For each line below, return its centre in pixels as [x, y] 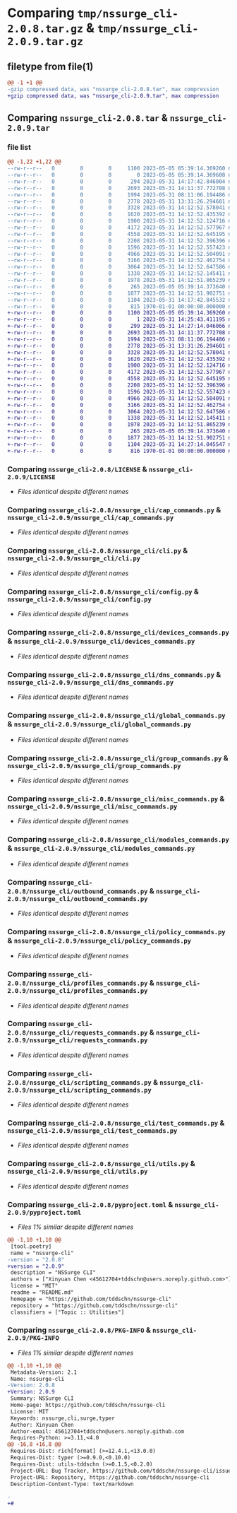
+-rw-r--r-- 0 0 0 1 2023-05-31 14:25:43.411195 [116, 319]
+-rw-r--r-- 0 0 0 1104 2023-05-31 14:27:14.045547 [116, 444]
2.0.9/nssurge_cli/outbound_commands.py [78, 899]
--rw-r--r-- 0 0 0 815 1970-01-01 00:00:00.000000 [116, 306]
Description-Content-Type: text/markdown [72, 1484]
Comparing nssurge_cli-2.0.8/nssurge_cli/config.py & [103, 591]
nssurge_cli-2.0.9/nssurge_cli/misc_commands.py [92, 806]
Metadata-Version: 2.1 [44, 1372]
